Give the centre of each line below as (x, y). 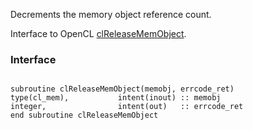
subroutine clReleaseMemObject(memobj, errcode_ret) (122, 89)
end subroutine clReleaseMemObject (84, 115)
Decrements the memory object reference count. (111, 14)
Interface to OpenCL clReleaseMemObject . (98, 33)
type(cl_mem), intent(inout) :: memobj (116, 98)
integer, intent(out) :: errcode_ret (127, 107)
